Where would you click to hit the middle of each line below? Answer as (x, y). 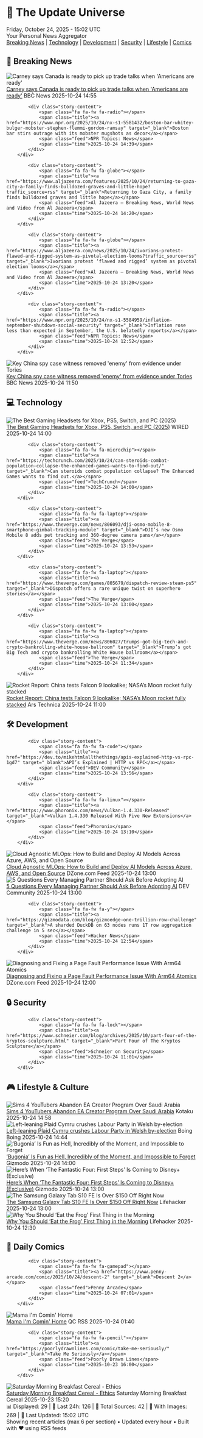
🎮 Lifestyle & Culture (48, 1087)
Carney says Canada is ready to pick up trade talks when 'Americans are (97, 89)
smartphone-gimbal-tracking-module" (53, 530)
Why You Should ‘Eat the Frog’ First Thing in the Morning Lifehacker (91, 1221)
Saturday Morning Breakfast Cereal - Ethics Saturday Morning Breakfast (97, 1393)
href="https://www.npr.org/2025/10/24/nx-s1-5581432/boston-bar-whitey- (100, 122)
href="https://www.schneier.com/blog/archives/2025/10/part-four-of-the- (102, 1036)
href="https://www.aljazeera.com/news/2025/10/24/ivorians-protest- (95, 250)
